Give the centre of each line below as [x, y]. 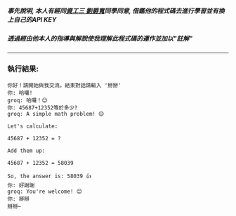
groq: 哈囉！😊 [27, 100]
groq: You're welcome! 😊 [45, 191]
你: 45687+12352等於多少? [42, 108]
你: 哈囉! [20, 93]
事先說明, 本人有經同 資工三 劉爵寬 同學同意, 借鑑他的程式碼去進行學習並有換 [116, 11]
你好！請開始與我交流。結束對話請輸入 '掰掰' [64, 85]
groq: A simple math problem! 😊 [56, 114]
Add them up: [26, 151]
